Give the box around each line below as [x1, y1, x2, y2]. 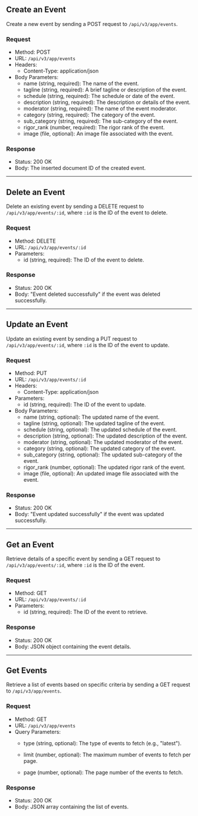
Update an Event [6, 319, 68, 329]
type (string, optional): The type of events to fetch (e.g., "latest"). [23, 739, 181, 746]
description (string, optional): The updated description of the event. [23, 432, 187, 439]
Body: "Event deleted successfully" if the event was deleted [14, 291, 160, 298]
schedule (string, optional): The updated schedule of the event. [23, 426, 177, 433]
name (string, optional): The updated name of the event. [23, 413, 160, 420]
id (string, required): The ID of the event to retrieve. [23, 608, 148, 616]
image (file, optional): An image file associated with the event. [23, 130, 174, 138]
